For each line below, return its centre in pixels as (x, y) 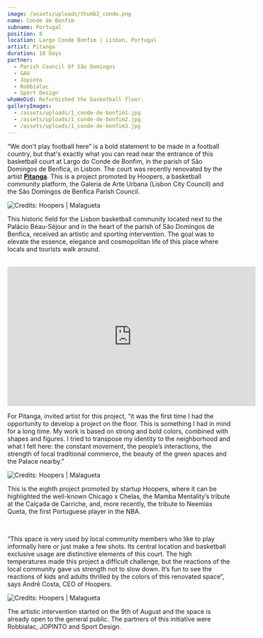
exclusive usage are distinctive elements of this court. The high (100, 554)
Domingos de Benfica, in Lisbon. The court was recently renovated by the (115, 169)
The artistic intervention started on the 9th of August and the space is (109, 611)
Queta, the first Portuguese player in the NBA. (74, 511)
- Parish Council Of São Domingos (65, 67)
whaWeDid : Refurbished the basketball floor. (75, 100)
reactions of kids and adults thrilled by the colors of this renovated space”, (116, 576)
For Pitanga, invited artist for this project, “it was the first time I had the (111, 416)
